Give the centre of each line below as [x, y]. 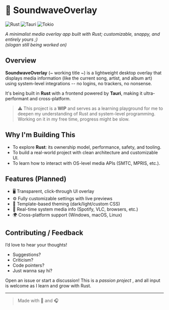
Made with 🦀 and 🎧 [38, 301]
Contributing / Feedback [44, 233]
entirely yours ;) [21, 39]
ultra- [149, 93]
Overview [21, 61]
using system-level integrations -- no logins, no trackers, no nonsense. [79, 83]
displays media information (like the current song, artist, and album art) [79, 78]
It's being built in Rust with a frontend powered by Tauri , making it [74, 93]
